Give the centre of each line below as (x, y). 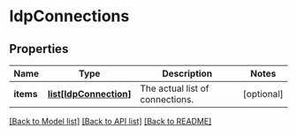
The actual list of (175, 88)
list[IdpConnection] (89, 94)
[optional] (263, 94)
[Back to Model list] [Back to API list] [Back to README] (110, 121)
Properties (39, 49)
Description (187, 74)
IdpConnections (69, 16)
